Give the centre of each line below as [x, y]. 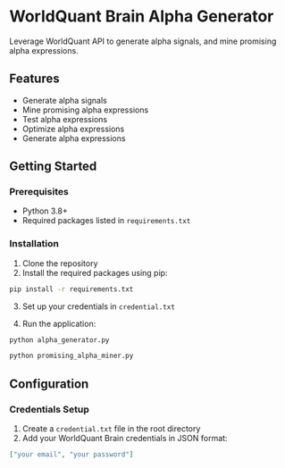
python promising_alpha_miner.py [71, 356]
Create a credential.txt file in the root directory [111, 429]
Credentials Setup [49, 409]
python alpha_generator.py [59, 340]
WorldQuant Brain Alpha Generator [142, 17]
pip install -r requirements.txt [71, 289]
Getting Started [53, 167]
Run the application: [59, 323]
